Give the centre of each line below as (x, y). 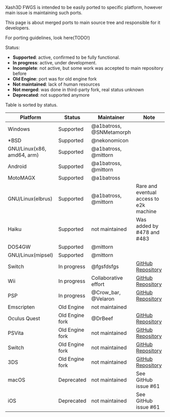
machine (146, 211)
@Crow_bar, (106, 292)
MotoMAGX (22, 178)
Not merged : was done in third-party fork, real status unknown (78, 90)
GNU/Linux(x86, (27, 149)
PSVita (16, 333)
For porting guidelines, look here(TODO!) (48, 38)
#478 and (148, 232)
